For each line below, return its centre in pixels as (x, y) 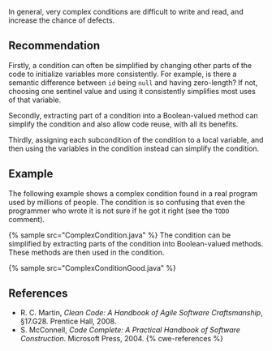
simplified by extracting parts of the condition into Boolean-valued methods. (136, 243)
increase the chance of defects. (62, 20)
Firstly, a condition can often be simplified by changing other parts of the (130, 65)
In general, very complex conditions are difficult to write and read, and (126, 12)
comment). (27, 219)
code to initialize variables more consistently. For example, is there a (123, 74)
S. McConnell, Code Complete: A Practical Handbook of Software (130, 330)
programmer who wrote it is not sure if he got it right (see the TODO (119, 211)
